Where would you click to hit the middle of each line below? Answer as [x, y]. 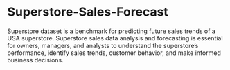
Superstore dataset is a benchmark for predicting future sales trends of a [112, 31]
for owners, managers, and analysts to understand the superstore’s [103, 45]
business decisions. [35, 60]
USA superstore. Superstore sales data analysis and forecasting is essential [115, 38]
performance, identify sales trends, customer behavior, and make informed [114, 53]
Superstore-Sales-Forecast [88, 12]
